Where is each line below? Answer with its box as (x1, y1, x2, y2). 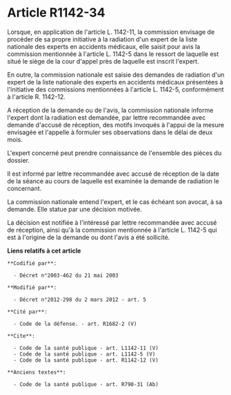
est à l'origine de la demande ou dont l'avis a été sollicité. (7, 233, 170, 241)
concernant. (7, 184, 42, 192)
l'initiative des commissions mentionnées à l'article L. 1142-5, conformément (7, 85, 224, 93)
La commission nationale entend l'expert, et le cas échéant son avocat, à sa (7, 197, 223, 205)
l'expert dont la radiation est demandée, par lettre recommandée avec (7, 113, 206, 122)
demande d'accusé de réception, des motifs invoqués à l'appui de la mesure (7, 120, 225, 129)
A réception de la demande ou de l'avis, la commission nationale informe (7, 106, 214, 114)
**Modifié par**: (7, 284, 57, 291)
